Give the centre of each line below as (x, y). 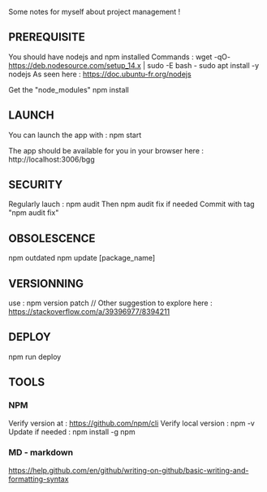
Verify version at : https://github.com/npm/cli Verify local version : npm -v (132, 423)
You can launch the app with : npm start (75, 135)
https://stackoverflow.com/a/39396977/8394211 (89, 312)
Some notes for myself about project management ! (95, 12)
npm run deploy (35, 356)
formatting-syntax (39, 479)
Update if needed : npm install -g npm (72, 432)
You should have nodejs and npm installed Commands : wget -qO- (120, 57)
